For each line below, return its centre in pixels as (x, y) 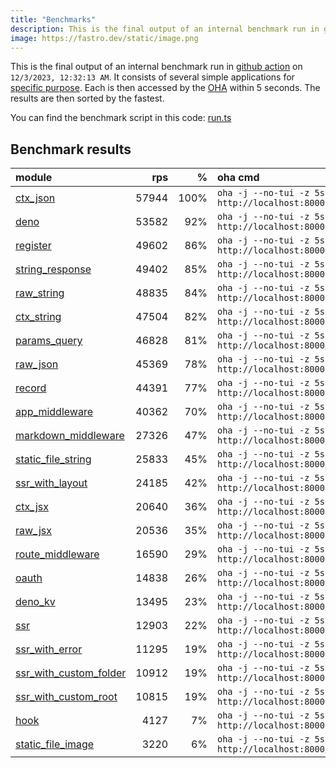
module (34, 178)
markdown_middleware (70, 436)
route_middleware (57, 554)
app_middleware (54, 412)
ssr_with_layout (51, 483)
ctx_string (38, 317)
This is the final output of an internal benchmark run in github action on (156, 67)
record (31, 388)
